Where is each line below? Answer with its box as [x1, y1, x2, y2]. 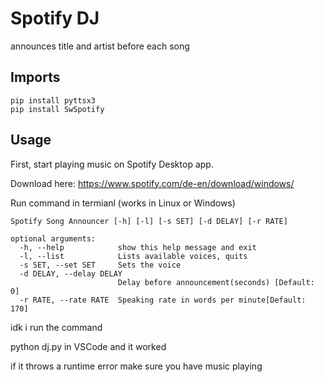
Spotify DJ [10, 7, 100, 30]
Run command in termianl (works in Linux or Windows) [10, 197, 236, 209]
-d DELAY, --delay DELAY [19, 268, 123, 279]
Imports [10, 69, 61, 86]
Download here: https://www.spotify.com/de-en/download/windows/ [10, 177, 295, 189]
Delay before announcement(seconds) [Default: [117, 277, 315, 287]
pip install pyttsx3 [10, 95, 97, 106]
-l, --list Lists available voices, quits [19, 251, 248, 261]
